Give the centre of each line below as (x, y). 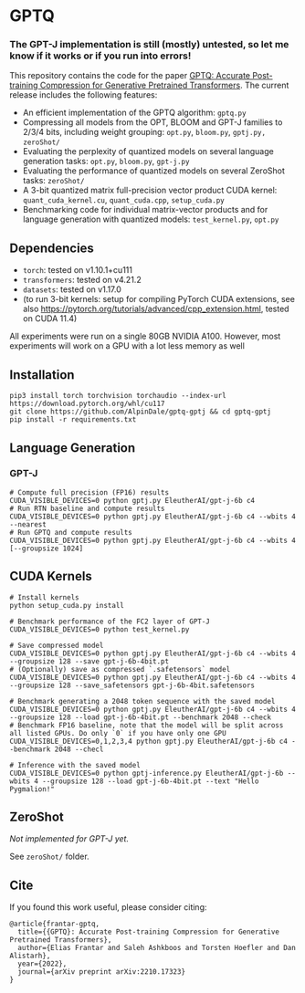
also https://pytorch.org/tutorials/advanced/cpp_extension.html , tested (156, 309)
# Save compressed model (57, 645)
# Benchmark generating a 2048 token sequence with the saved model (142, 701)
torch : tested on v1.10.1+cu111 (77, 270)
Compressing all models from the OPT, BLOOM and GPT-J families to (152, 122)
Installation (42, 375)
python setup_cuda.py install (67, 605)
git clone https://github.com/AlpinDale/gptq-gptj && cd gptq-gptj (141, 412)
